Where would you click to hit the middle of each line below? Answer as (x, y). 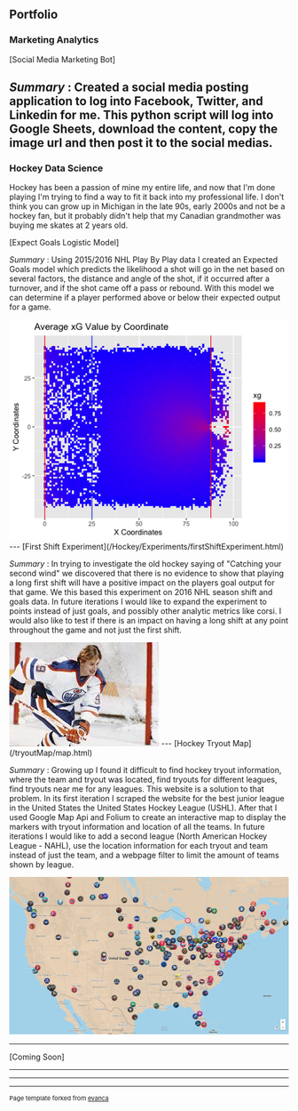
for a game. (30, 307)
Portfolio (34, 15)
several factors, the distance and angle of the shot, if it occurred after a (140, 278)
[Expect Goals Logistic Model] (64, 243)
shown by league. (42, 865)
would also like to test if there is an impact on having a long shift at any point (149, 621)
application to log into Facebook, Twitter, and (136, 101)
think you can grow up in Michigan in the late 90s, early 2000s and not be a (147, 206)
